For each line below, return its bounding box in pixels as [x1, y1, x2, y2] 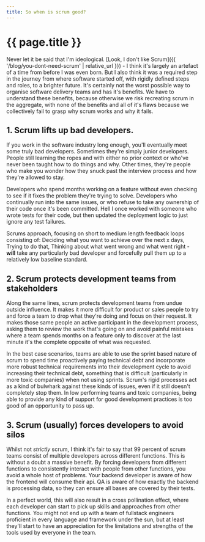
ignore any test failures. [6, 218, 66, 225]
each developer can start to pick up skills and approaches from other [6, 503, 181, 510]
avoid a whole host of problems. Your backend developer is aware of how [6, 472, 192, 478]
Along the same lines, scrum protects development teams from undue [6, 299, 182, 307]
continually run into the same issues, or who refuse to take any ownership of [6, 199, 199, 206]
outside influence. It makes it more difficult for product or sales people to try [6, 306, 199, 313]
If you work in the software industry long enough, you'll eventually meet [6, 141, 188, 148]
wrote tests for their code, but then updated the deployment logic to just [6, 211, 188, 219]
